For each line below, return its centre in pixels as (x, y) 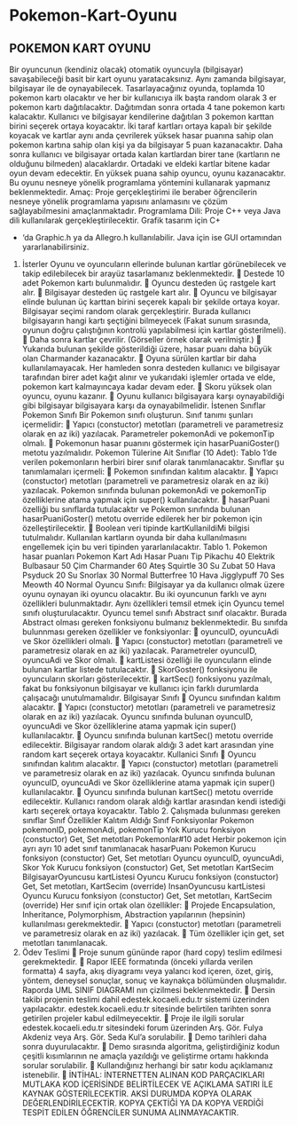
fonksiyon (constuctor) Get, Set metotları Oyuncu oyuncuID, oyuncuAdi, (153, 858)
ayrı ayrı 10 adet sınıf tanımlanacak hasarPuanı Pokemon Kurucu (139, 849)
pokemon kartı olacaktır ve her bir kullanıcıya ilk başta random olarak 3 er (143, 98)
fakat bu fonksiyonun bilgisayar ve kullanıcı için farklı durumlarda (140, 688)
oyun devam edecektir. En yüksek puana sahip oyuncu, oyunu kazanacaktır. (148, 173)
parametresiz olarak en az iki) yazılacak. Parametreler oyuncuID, (139, 650)
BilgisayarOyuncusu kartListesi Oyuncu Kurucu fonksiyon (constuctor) (150, 877)
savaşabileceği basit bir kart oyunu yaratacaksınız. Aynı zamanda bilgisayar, (148, 79)
